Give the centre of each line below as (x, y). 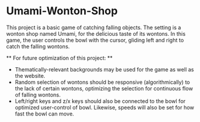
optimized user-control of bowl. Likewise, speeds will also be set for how (104, 107)
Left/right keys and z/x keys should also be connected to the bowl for (100, 101)
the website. (30, 76)
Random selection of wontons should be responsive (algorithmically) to (102, 82)
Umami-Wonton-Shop (62, 11)
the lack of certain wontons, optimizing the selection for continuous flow (104, 88)
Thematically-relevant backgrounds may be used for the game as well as (104, 69)
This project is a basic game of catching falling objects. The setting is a (94, 27)
